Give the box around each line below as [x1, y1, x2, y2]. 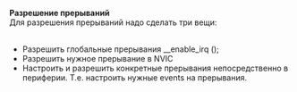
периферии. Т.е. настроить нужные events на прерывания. [21, 72, 248, 83]
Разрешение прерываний [9, 8, 110, 18]
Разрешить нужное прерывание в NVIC [21, 54, 174, 63]
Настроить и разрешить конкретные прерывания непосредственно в [21, 63, 289, 73]
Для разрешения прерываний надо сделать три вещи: [9, 17, 217, 28]
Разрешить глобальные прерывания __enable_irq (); [21, 44, 219, 54]
